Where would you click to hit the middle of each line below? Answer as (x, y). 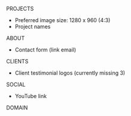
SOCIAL (16, 84)
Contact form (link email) (45, 50)
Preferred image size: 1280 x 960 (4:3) (63, 20)
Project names (33, 27)
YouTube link (31, 96)
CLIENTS (17, 61)
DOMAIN (17, 108)
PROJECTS (20, 9)
